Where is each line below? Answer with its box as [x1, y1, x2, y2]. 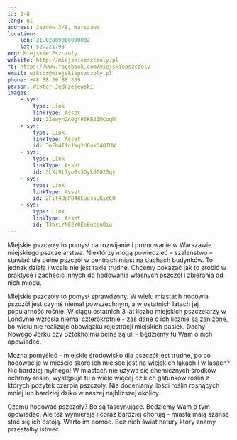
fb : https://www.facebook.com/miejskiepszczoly [7, 63, 151, 70]
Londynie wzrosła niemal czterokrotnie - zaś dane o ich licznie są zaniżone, [7, 315, 228, 323]
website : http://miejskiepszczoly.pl [7, 57, 119, 64]
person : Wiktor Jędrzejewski [7, 83, 94, 90]
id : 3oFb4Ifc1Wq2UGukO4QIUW [33, 142, 116, 150]
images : [7, 89, 31, 96]
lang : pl [7, 17, 33, 24]
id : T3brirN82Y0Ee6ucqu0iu [33, 221, 113, 228]
